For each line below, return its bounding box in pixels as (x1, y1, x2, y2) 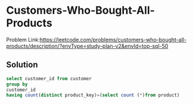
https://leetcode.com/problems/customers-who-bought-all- (39, 36, 186, 43)
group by (6, 81, 28, 87)
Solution (6, 60, 38, 70)
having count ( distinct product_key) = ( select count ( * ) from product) (6, 92, 180, 99)
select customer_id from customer (6, 75, 92, 81)
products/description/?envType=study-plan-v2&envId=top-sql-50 (6, 42, 169, 50)
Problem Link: (6, 36, 40, 43)
